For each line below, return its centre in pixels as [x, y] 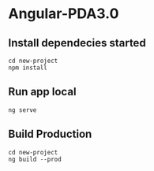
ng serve [23, 110]
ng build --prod [35, 159]
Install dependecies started [77, 43]
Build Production [50, 134]
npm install [28, 68]
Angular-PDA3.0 [64, 14]
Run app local [42, 92]
